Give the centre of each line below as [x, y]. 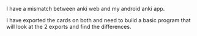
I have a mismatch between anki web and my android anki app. [86, 9]
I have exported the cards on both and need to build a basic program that [98, 20]
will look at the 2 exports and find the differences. [69, 27]
